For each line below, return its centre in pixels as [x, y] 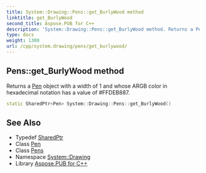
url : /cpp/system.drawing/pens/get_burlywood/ [67, 47]
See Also [24, 122]
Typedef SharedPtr [39, 137]
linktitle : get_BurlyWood [39, 18]
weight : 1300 [23, 40]
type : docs [20, 35]
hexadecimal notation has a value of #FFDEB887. [68, 92]
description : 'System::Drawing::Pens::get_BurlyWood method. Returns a [100, 29]
